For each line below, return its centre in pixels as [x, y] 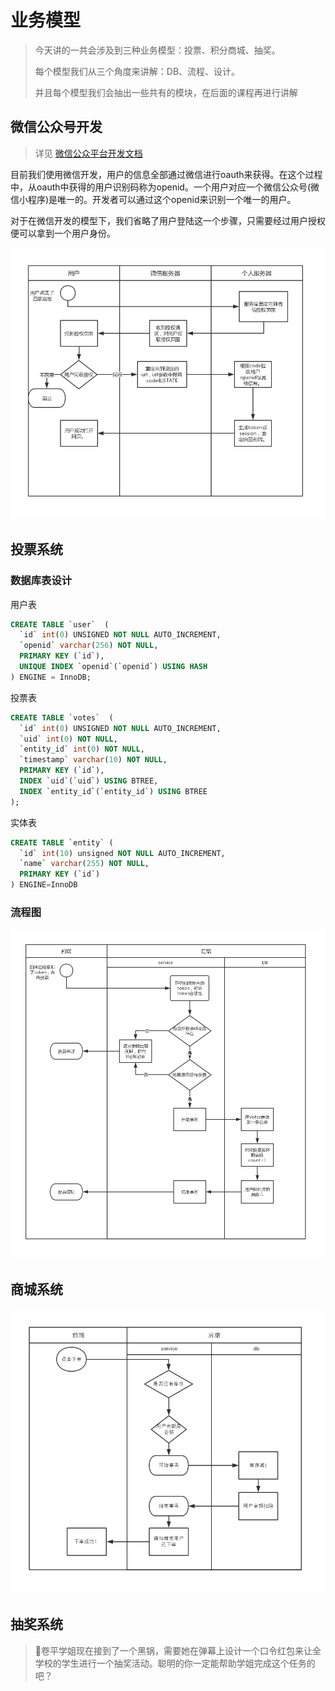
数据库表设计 [41, 581]
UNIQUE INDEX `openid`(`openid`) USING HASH [113, 667]
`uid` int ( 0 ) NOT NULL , [68, 739]
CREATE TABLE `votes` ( [62, 717]
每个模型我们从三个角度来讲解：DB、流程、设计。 [137, 71]
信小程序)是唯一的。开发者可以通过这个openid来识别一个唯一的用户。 [153, 199]
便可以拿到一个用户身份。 [63, 233]
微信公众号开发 [56, 127]
